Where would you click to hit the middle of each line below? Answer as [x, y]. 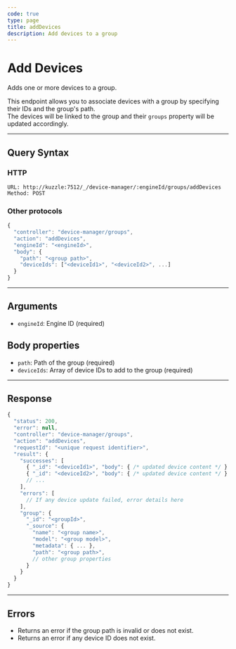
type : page [23, 20]
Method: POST [26, 193]
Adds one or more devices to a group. [62, 88]
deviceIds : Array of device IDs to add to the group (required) [105, 370]
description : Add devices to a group [63, 33]
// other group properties [72, 559]
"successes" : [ [42, 461]
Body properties [44, 346]
